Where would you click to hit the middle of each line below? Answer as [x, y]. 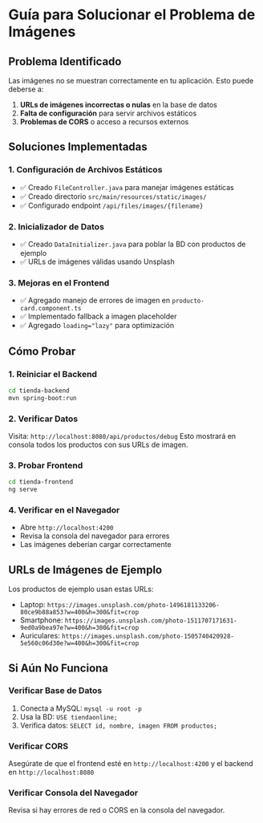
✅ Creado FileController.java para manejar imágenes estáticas [127, 187]
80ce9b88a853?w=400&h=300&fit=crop [79, 612]
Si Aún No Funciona [59, 668]
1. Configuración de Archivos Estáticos [85, 170]
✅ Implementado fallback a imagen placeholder [98, 316]
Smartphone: [41, 620]
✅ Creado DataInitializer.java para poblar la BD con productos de [133, 244]
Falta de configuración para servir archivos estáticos [108, 113]
